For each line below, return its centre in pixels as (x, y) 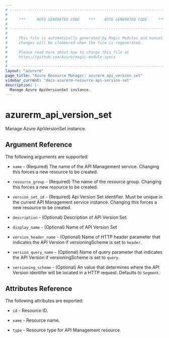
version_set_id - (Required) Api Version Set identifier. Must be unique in (87, 197)
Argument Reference (39, 144)
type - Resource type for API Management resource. (67, 330)
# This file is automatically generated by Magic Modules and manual (84, 38)
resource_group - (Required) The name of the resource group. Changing (87, 182)
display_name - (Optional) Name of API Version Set (65, 227)
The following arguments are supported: (47, 157)
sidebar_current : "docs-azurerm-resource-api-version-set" (68, 80)
